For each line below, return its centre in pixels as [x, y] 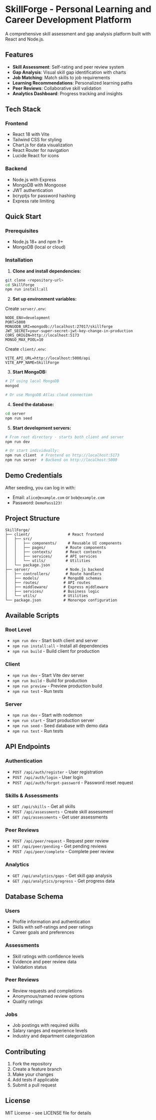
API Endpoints [28, 747]
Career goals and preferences [43, 932]
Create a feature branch [37, 1069]
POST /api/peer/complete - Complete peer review [63, 852]
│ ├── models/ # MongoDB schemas [53, 578]
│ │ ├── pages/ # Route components [56, 547]
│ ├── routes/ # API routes [48, 583]
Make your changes [33, 1074]
